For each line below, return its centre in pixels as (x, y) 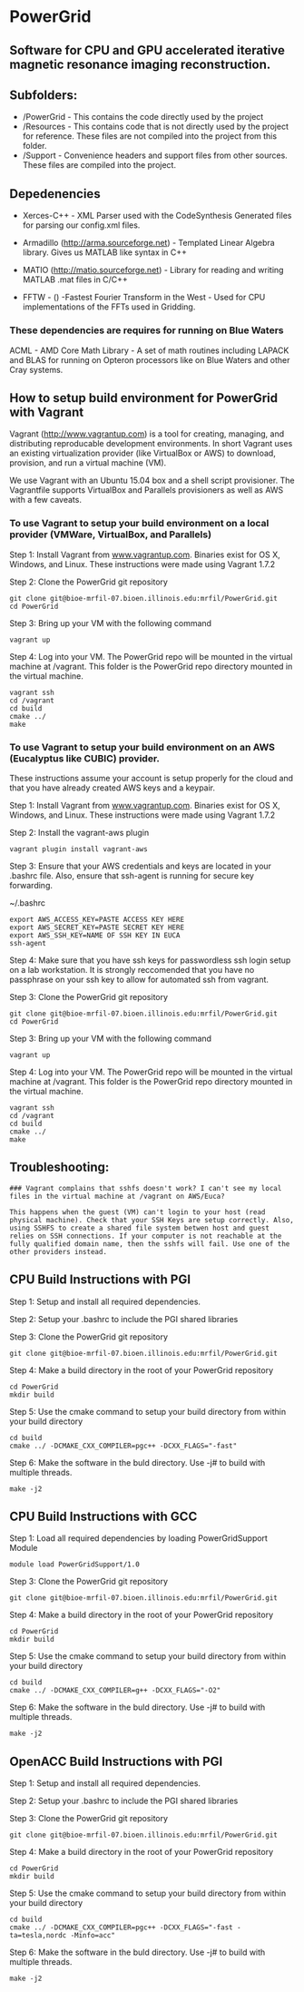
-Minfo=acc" (93, 1936)
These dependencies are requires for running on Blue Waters (147, 330)
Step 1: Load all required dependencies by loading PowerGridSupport (138, 1538)
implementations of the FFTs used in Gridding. (109, 307)
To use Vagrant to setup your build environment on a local (139, 524)
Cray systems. (36, 369)
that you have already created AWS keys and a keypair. (113, 788)
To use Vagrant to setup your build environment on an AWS (142, 747)
